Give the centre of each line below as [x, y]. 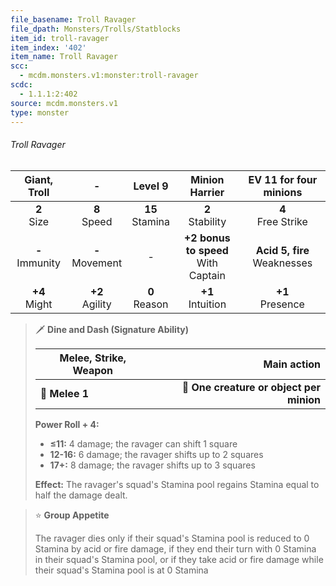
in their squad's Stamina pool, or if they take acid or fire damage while [179, 559]
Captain [207, 275]
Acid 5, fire [282, 250]
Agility [96, 304]
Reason [151, 304]
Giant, [39, 179]
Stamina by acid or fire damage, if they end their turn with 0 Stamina [175, 548]
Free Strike [282, 221]
